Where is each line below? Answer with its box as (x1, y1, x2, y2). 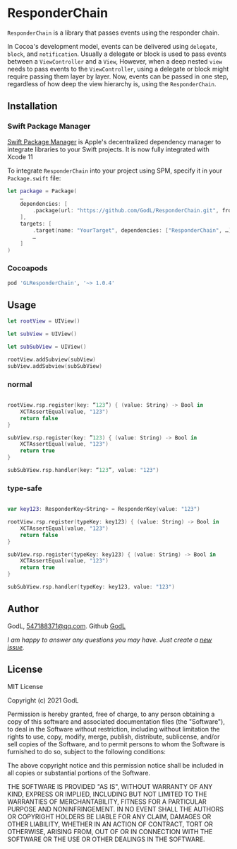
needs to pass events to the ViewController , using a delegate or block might (7, 64, 229, 73)
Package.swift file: (7, 173, 61, 182)
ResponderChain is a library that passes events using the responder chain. (7, 28, 220, 37)
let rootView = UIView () (7, 318, 80, 325)
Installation (7, 100, 58, 112)
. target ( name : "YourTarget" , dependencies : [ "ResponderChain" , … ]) (32, 226, 235, 234)
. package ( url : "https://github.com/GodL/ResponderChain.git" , (32, 207, 219, 214)
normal (7, 379, 32, 389)
